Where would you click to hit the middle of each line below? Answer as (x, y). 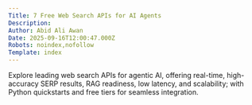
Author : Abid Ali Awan (46, 30)
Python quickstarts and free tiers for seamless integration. (103, 92)
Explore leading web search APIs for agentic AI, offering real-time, (116, 75)
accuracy (23, 84)
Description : (30, 23)
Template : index (35, 52)
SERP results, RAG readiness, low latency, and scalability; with (142, 84)
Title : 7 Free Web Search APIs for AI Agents (85, 16)
